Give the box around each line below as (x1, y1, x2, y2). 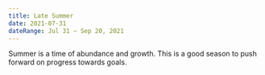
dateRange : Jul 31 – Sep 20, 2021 (8, 27, 125, 35)
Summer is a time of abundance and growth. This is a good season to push (8, 49, 258, 59)
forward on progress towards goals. (8, 57, 127, 67)
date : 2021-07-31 (8, 19, 67, 27)
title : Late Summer (8, 11, 74, 20)
